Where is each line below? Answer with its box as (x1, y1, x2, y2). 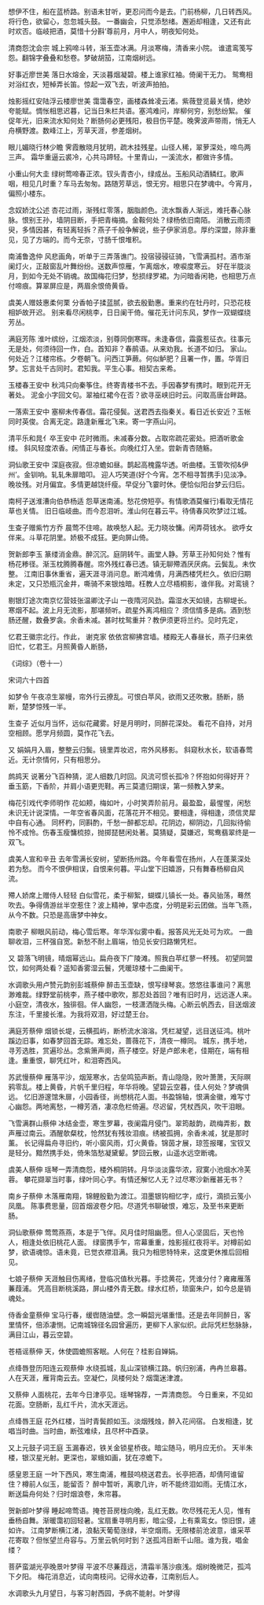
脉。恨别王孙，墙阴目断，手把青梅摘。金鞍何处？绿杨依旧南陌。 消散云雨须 (8, 215, 251, 224)
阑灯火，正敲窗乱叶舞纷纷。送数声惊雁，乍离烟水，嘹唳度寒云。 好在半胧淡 (8, 262, 251, 271)
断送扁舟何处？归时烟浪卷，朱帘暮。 (8, 1489, 126, 1498)
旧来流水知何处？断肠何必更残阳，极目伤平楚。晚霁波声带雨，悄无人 (35, 116, 256, 125)
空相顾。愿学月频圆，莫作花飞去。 (8, 728, 119, 738)
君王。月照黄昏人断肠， (35, 642, 112, 651)
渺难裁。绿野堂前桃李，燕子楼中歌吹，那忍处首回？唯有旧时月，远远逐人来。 (8, 990, 256, 999)
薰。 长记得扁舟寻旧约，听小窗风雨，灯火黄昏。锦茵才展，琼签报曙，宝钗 (8, 1139, 244, 1147)
